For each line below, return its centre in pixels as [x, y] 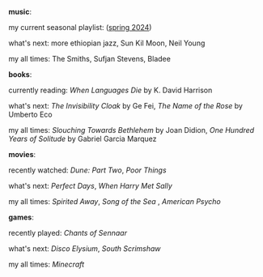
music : [20, 12]
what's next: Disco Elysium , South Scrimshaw [85, 249]
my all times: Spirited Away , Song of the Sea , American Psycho [115, 201]
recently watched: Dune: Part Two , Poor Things [88, 170]
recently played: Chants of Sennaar [68, 233]
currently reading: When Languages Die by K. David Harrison [110, 90]
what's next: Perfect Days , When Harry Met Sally [90, 186]
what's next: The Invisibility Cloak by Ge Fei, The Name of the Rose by [125, 106]
